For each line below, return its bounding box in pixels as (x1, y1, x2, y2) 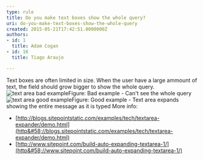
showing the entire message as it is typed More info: (6, 102, 138, 110)
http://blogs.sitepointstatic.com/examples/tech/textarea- (17, 114, 160, 122)
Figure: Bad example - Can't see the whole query (68, 89, 192, 96)
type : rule (6, 9, 34, 15)
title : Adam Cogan (12, 43, 59, 49)
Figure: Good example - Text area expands (71, 96, 179, 103)
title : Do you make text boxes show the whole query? (6, 15, 146, 21)
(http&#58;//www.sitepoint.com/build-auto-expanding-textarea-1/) (15, 147, 183, 154)
